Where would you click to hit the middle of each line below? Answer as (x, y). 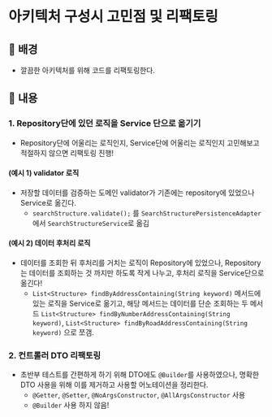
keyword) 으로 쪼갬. (63, 332)
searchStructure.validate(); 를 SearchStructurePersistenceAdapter (147, 213)
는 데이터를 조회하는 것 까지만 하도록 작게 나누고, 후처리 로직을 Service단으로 (142, 273)
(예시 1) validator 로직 (44, 173)
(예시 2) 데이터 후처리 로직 (50, 243)
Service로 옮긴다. (48, 202)
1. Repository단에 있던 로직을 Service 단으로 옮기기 (105, 124)
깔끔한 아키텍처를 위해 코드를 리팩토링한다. (88, 70)
